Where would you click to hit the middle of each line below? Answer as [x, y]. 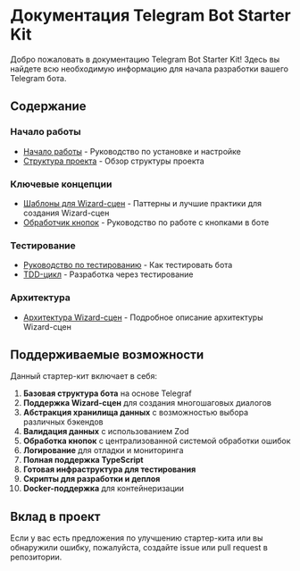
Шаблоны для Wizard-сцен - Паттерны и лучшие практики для [142, 203]
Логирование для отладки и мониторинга [103, 450]
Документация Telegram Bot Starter [150, 16]
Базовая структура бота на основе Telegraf [108, 393]
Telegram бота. [38, 78]
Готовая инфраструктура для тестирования [109, 469]
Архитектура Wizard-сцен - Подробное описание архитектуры [143, 317]
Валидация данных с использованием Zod [106, 432]
